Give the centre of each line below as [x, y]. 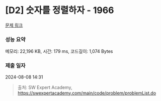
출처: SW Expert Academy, [45, 87]
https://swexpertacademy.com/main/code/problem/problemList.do [87, 93]
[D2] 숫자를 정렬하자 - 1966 [60, 10]
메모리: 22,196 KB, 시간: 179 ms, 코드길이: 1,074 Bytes [59, 51]
